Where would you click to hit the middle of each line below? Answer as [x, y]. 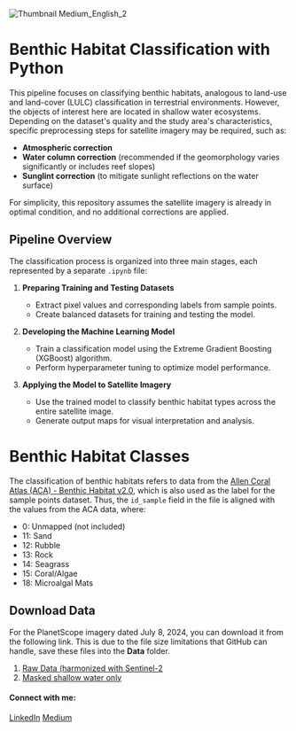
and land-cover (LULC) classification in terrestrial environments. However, [144, 102]
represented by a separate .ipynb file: [78, 270]
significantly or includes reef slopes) [89, 166]
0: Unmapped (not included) [74, 526]
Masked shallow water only [72, 677]
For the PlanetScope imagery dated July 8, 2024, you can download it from [146, 632]
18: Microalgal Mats [58, 583]
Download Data [52, 611]
